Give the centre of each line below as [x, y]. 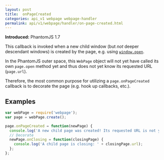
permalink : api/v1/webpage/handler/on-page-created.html [64, 23]
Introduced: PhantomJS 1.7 [33, 37]
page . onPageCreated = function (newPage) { [49, 126]
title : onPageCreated [28, 14]
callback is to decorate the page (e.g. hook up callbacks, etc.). [68, 86]
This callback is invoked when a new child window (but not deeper [72, 46]
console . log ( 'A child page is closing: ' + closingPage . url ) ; [78, 144]
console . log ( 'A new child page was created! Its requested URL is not [83, 130]
